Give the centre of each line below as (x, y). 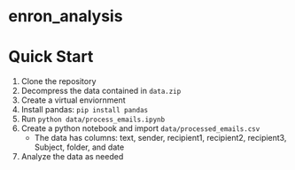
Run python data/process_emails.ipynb (93, 119)
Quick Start (51, 57)
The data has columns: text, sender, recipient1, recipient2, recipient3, (160, 138)
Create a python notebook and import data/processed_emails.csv (140, 128)
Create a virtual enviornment (73, 100)
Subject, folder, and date (79, 147)
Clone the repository (58, 81)
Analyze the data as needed (72, 157)
